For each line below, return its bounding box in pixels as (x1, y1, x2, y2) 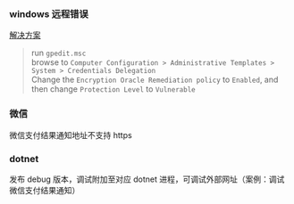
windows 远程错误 (9, 7, 89, 20)
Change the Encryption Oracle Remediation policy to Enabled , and (30, 74, 279, 86)
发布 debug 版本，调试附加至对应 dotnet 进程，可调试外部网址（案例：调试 (9, 174, 285, 184)
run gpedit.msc (30, 47, 87, 59)
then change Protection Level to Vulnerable (30, 84, 196, 94)
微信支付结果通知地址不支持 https (9, 129, 132, 140)
